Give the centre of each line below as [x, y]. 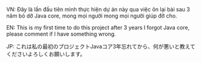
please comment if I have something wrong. [61, 34]
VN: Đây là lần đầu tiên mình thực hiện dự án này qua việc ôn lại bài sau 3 [98, 9]
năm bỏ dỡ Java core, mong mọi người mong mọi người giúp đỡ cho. [92, 16]
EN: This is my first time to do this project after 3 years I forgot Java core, [98, 28]
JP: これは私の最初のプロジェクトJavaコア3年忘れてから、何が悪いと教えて [101, 46]
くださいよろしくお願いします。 [46, 54]
